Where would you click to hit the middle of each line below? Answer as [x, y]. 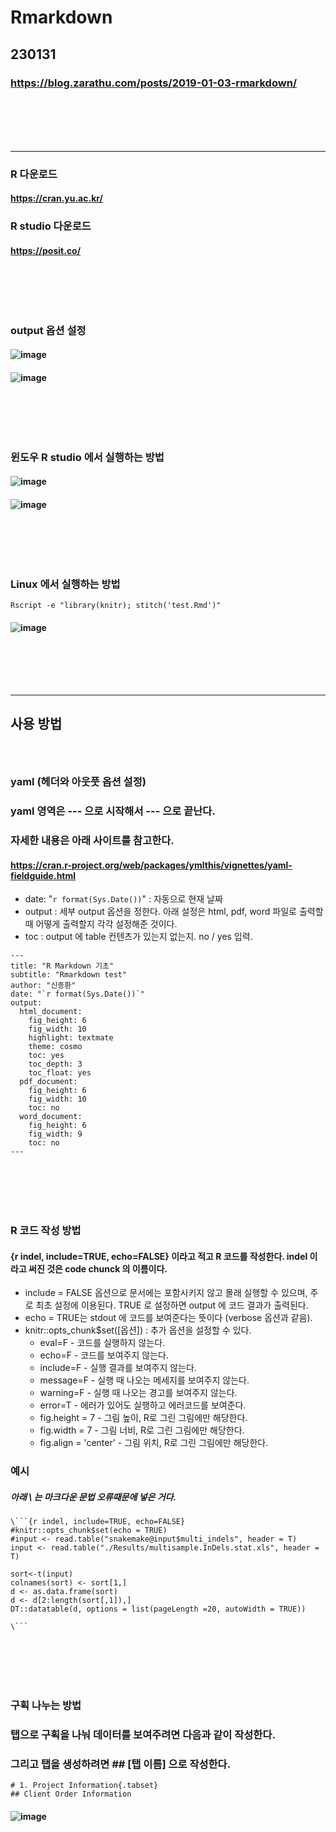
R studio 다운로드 [51, 226]
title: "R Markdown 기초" [62, 966]
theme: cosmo [55, 1047]
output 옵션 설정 [48, 330]
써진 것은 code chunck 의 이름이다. [98, 1268]
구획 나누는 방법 [46, 1706]
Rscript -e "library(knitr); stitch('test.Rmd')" [116, 606]
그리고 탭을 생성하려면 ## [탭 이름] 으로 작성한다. [121, 1764]
